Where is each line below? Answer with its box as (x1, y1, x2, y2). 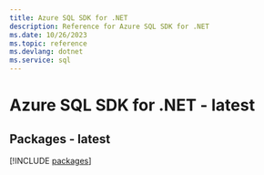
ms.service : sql (9, 56, 71, 65)
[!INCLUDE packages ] (9, 156, 92, 166)
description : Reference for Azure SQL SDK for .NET (9, 22, 209, 31)
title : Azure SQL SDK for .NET (9, 13, 128, 23)
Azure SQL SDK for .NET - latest (9, 95, 256, 116)
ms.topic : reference (9, 38, 88, 48)
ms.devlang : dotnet (9, 47, 84, 57)
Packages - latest (9, 131, 111, 147)
